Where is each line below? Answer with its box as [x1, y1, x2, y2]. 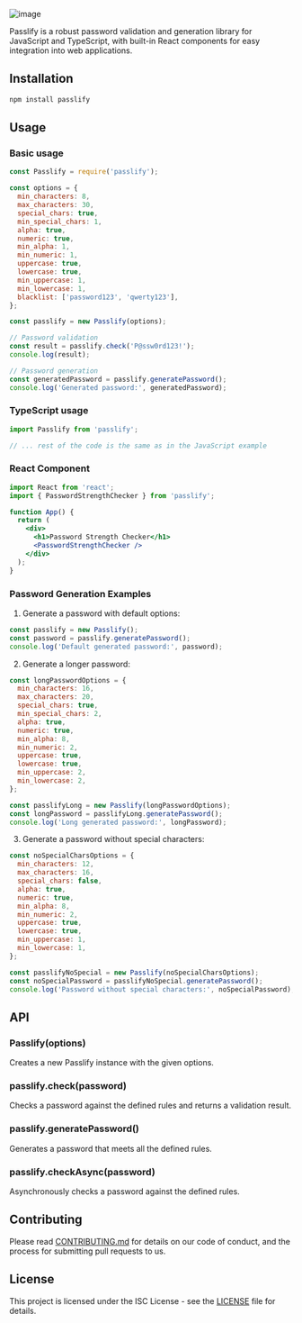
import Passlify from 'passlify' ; [9, 424, 139, 434]
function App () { [9, 507, 75, 517]
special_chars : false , [17, 876, 102, 886]
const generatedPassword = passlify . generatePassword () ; [9, 375, 227, 384]
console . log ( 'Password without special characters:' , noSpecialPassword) [9, 984, 292, 994]
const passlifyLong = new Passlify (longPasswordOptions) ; [9, 801, 231, 810]
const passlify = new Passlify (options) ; [9, 317, 167, 326]
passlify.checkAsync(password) [9, 1165, 155, 1178]
